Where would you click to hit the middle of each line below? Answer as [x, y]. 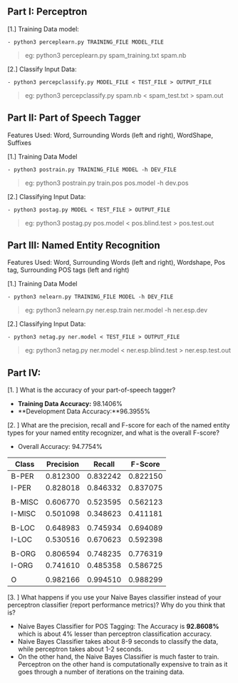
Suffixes [20, 143]
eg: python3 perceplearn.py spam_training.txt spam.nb [105, 55]
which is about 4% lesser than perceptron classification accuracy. [115, 634]
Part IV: [24, 373]
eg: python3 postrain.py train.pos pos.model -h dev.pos [107, 183]
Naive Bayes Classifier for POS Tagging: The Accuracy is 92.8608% [118, 627]
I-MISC [24, 514]
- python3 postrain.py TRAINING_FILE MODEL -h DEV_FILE [92, 170]
